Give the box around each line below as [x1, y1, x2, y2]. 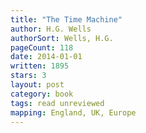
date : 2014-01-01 [10, 52, 83, 62]
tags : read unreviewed [10, 98, 105, 108]
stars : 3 [10, 71, 47, 81]
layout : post [10, 80, 65, 90]
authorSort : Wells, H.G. [10, 33, 114, 43]
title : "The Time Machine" [10, 14, 123, 25]
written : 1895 [10, 61, 70, 71]
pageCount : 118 [10, 42, 74, 53]
